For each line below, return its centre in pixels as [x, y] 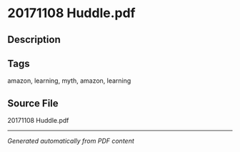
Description [34, 40]
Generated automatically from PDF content [71, 141]
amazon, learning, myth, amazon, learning [69, 81]
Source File [33, 103]
